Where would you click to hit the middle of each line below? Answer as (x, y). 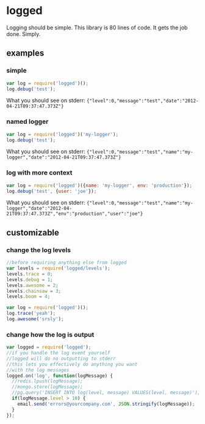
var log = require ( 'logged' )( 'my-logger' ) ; (63, 134)
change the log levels (39, 250)
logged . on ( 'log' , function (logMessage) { (60, 376)
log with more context (39, 173)
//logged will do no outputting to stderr (61, 358)
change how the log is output (50, 334)
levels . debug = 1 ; (30, 279)
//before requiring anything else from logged (67, 263)
